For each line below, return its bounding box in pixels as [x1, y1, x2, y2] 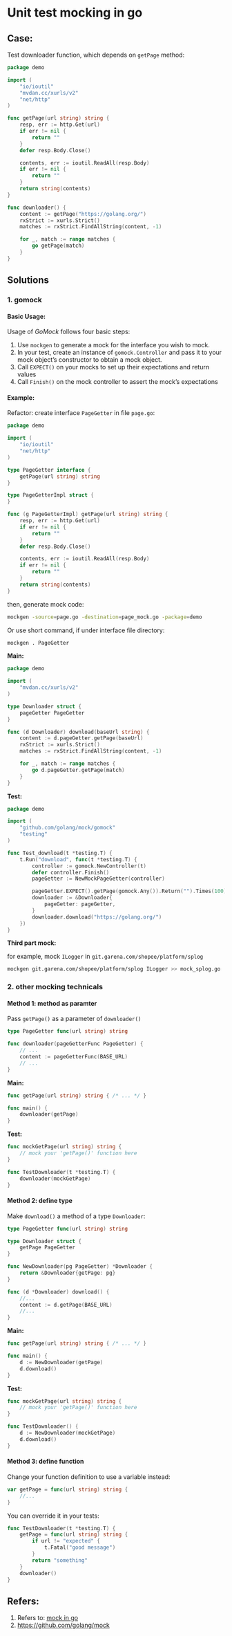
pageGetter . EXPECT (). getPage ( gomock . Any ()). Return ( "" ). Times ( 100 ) [32, 888, 227, 895]
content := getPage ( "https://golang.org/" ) [19, 210, 147, 217]
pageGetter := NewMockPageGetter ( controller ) [32, 875, 166, 883]
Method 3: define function [7, 1458, 84, 1466]
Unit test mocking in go [7, 5, 143, 21]
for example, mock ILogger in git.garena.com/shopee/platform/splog [7, 953, 204, 961]
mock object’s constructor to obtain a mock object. [17, 356, 162, 364]
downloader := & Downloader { [32, 894, 113, 901]
